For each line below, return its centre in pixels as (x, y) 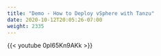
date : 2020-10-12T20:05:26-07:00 (55, 20)
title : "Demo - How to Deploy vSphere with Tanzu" (81, 13)
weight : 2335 (26, 26)
